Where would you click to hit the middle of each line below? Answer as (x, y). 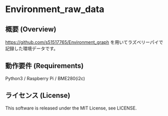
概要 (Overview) (31, 29)
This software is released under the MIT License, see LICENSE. (71, 108)
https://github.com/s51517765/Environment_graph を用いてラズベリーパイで (84, 42)
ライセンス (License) (38, 96)
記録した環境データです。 (32, 48)
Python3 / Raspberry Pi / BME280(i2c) (45, 78)
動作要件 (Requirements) (45, 66)
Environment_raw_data (55, 9)
